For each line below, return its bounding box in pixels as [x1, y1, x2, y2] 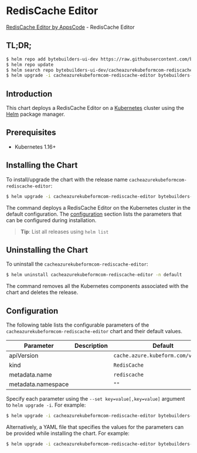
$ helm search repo [6, 67, 54, 73]
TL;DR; [6, 41, 32, 51]
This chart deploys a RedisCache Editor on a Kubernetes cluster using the [6, 105, 185, 112]
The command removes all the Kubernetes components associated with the [6, 283, 189, 290]
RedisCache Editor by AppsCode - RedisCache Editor [6, 24, 135, 31]
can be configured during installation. [6, 216, 97, 224]
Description [74, 342, 108, 350]
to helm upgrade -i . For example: [6, 401, 86, 409]
